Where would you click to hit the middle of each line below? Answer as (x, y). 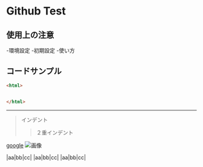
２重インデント (55, 132)
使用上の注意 (30, 35)
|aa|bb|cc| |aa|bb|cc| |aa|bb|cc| (46, 157)
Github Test (36, 11)
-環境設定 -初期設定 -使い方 (41, 50)
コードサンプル (34, 71)
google (15, 145)
